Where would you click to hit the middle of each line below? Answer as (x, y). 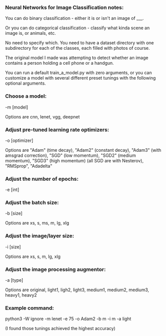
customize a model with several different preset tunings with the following (81, 78)
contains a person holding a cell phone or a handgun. (59, 63)
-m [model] (17, 107)
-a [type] (14, 280)
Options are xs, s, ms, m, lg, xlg (37, 223)
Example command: (30, 308)
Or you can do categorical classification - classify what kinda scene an (78, 28)
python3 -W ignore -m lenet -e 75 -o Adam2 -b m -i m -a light (68, 319)
